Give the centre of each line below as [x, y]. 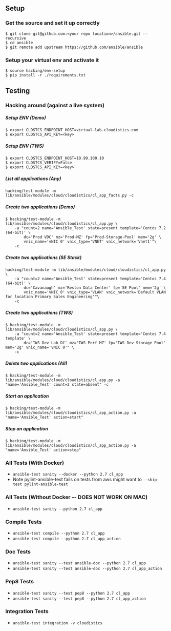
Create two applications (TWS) [39, 312]
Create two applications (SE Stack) [44, 257]
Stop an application [27, 428]
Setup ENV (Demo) [26, 117]
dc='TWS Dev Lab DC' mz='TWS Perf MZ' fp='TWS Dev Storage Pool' [95, 343]
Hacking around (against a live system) [55, 106]
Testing [18, 91]
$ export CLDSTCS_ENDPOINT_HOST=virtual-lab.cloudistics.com [72, 130]
